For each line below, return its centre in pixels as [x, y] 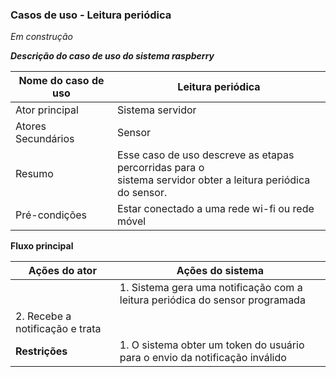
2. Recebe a [43, 316]
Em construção [41, 37]
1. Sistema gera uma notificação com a [211, 288]
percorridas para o [160, 168]
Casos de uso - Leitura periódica [91, 15]
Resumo [34, 174]
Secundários [45, 139]
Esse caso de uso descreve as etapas [205, 155]
